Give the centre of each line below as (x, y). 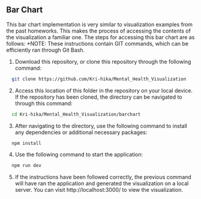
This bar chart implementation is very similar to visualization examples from (100, 24)
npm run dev (27, 166)
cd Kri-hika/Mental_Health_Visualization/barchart (76, 114)
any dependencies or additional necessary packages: (81, 132)
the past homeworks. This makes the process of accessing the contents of (98, 31)
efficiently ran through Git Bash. (46, 50)
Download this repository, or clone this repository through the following (103, 61)
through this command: (44, 103)
